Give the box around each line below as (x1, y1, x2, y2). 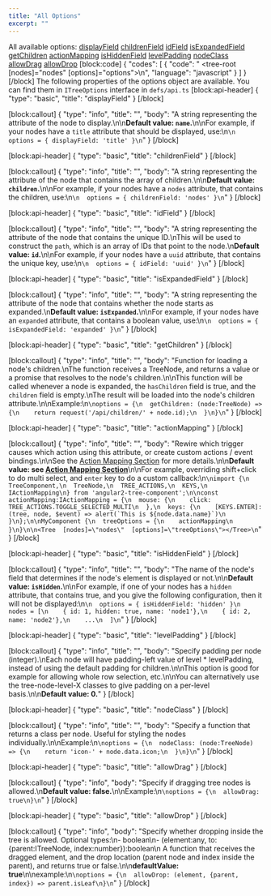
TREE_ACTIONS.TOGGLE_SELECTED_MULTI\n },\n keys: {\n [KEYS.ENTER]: (8, 503, 263, 511)
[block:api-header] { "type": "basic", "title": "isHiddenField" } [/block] (8, 548, 239, 558)
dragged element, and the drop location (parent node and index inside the (8, 852, 255, 862)
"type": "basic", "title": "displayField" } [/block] (8, 93, 164, 103)
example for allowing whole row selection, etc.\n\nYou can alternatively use (8, 671, 260, 681)
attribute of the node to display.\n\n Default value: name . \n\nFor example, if (8, 118, 256, 127)
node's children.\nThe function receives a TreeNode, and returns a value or (8, 364, 260, 374)
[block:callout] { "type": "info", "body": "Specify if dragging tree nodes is (8, 778, 251, 787)
